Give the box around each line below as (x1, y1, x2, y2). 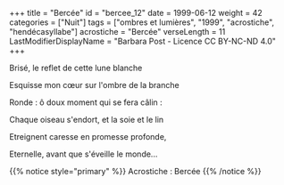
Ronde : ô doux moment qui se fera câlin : (9, 97, 163, 108)
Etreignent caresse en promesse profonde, (9, 132, 167, 141)
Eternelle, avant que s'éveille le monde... (9, 149, 158, 159)
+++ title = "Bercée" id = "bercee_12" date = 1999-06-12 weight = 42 (9, 8, 263, 18)
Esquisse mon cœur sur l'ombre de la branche (9, 80, 180, 90)
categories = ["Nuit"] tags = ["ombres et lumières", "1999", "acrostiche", (9, 17, 275, 28)
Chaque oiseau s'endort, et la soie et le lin (9, 115, 164, 125)
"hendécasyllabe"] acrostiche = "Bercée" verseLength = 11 (9, 27, 226, 36)
